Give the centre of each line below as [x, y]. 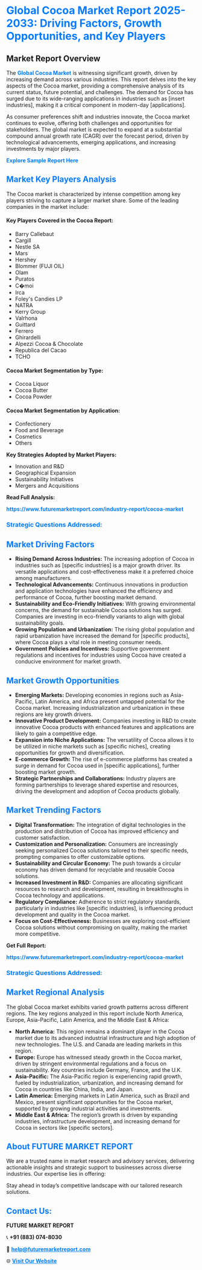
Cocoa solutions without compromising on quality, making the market [101, 927]
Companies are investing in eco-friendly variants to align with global [100, 617]
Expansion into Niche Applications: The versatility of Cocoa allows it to [104, 739]
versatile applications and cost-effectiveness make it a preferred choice [104, 572]
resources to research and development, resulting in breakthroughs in [102, 889]
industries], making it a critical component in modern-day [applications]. [96, 105]
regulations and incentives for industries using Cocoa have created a [100, 655]
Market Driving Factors [50, 544]
